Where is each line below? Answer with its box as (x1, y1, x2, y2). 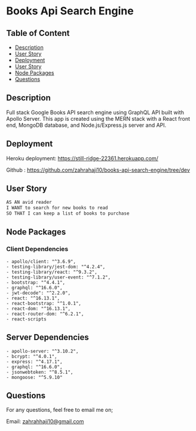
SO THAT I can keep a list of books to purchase (6, 210, 130, 216)
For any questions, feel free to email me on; (6, 406, 114, 414)
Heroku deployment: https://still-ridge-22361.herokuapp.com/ (6, 154, 158, 162)
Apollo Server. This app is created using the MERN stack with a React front (6, 115, 190, 122)
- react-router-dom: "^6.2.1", (6, 311, 84, 317)
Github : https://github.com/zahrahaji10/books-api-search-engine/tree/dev (6, 166, 190, 173)
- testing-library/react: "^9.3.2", (6, 269, 97, 275)
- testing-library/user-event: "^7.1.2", (6, 274, 111, 280)
